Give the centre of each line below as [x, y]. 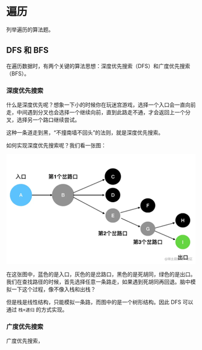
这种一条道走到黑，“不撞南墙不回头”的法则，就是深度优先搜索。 [85, 133]
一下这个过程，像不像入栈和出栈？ [54, 289]
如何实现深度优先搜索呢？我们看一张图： [56, 146]
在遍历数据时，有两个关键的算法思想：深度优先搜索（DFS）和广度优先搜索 [98, 66]
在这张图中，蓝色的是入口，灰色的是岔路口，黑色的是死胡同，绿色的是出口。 [101, 274]
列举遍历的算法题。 [30, 29]
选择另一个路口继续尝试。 [48, 120]
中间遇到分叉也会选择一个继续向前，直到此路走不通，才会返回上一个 [101, 112]
